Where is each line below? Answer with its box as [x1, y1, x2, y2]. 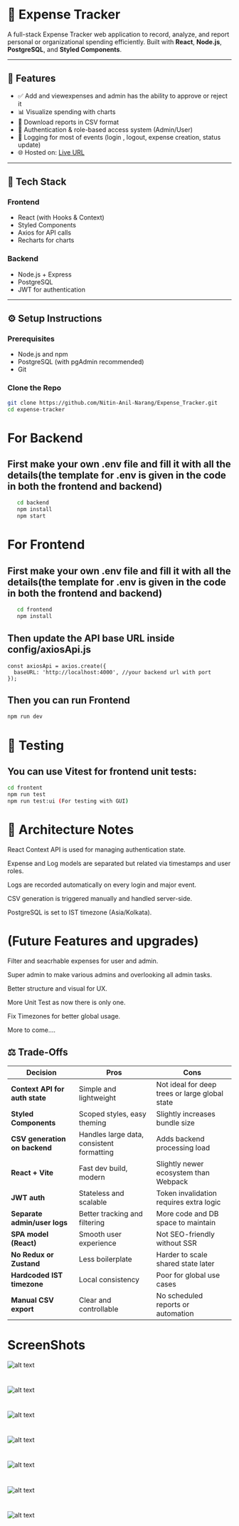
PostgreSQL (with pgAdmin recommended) [17, 358, 144, 366]
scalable [78, 1197, 107, 1207]
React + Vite [11, 1167, 54, 1177]
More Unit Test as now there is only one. [7, 998, 126, 1006]
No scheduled [156, 1290, 203, 1300]
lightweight [78, 1093, 116, 1103]
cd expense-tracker [7, 406, 65, 413]
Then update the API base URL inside [7, 632, 175, 644]
